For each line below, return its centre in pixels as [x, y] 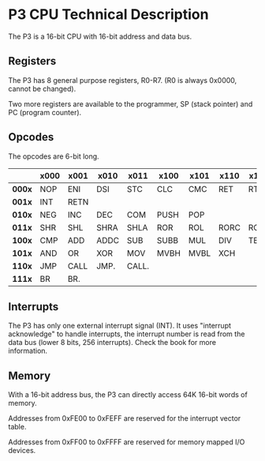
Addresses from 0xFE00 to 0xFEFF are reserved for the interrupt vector [125, 418]
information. [28, 351]
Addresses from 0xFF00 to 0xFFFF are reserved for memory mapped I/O [127, 442]
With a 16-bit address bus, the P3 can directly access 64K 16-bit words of [128, 395]
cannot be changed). [42, 88]
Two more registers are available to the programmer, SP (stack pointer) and [131, 103]
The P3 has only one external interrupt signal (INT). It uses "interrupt [119, 326]
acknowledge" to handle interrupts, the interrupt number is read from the [127, 334]
